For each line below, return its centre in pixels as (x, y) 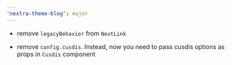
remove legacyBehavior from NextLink (71, 33)
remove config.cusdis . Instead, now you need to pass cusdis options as (121, 46)
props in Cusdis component (56, 54)
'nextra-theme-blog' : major (48, 13)
